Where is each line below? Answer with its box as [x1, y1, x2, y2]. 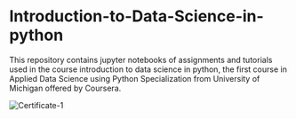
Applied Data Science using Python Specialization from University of [9, 73, 260, 83]
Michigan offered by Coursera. [9, 83, 122, 93]
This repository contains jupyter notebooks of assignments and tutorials [9, 54, 273, 65]
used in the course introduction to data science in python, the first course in [9, 64, 287, 75]
